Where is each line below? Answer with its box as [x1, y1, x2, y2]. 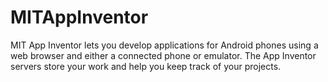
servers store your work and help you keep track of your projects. [10, 60, 282, 72]
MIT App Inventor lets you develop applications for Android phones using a [10, 39, 319, 51]
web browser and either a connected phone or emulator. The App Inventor [10, 49, 317, 61]
